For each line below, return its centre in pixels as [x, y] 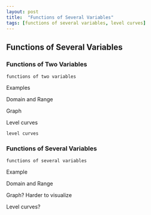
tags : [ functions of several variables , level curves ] [76, 23]
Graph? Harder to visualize [39, 195]
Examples [18, 88]
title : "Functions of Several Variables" [60, 17]
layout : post [22, 12]
